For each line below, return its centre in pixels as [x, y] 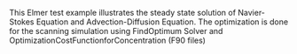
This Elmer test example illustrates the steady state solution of [123, 13]
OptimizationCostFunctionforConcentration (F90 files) [108, 40]
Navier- [252, 13]
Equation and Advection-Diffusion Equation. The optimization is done [162, 22]
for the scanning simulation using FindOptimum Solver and [116, 31]
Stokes [22, 22]
